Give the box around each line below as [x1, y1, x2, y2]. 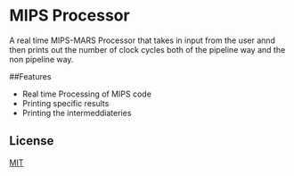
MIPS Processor [9, 5, 131, 26]
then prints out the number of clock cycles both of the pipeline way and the [9, 44, 286, 54]
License [9, 133, 54, 148]
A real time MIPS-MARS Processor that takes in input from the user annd [9, 35, 276, 46]
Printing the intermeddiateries [21, 107, 132, 118]
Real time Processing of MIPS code [21, 88, 151, 99]
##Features [9, 71, 52, 81]
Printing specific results [21, 97, 110, 108]
